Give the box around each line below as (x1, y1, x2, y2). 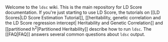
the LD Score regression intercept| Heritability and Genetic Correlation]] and (5, 20, 163, 26)
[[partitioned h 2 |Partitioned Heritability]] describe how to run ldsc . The (5, 25, 152, 32)
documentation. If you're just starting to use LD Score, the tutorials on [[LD (5, 9, 160, 15)
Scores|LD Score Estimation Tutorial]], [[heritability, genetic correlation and (5, 15, 161, 20)
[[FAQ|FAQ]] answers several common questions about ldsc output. (5, 31, 145, 37)
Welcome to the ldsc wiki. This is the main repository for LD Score (5, 4, 142, 10)
